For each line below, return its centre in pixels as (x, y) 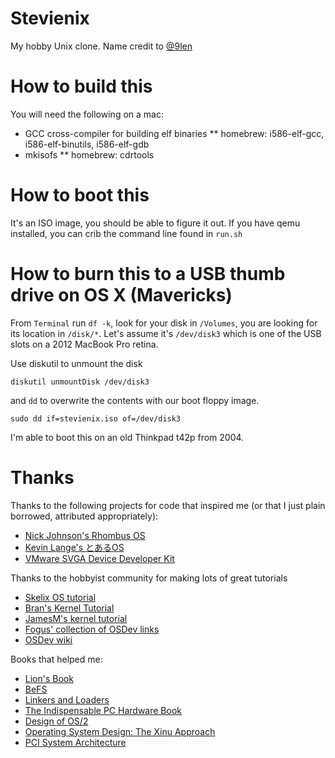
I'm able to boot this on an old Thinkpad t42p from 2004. (127, 437)
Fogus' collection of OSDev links (92, 629)
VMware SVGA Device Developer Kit (99, 558)
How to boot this (80, 195)
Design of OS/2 (56, 721)
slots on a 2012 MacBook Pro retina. (84, 344)
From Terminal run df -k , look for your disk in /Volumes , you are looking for (164, 323)
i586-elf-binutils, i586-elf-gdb (87, 144)
